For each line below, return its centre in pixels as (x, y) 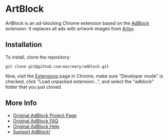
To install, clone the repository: (38, 57)
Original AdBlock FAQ (35, 121)
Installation (24, 45)
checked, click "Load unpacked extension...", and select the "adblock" (80, 81)
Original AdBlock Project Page (45, 115)
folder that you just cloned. (34, 87)
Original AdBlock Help (36, 126)
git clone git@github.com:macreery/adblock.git (57, 66)
